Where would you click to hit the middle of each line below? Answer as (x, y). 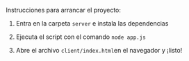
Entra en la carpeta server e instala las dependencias (92, 23)
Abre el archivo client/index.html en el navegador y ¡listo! (99, 50)
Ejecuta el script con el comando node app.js (81, 37)
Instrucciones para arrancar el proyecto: (64, 10)
